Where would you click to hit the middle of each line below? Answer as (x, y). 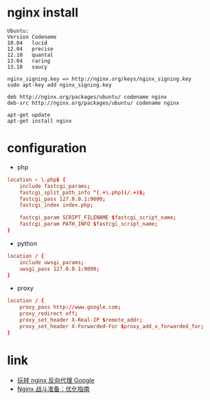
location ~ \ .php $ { (37, 180)
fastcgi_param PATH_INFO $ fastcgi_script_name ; (89, 224)
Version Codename (32, 37)
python (27, 243)
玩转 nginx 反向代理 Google (56, 380)
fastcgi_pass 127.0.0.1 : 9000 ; (63, 199)
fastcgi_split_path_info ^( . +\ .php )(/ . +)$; (83, 192)
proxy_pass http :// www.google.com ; (70, 307)
